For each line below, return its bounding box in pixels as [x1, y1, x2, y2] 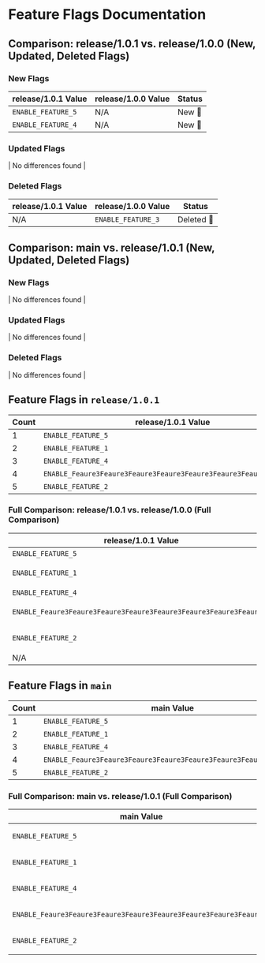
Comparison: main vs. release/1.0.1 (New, [8, 241, 215, 254]
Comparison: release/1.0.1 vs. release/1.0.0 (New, [8, 37, 256, 50]
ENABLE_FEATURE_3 [94, 215, 160, 224]
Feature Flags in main [8, 679, 112, 692]
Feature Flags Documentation [8, 6, 207, 24]
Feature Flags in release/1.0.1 [8, 393, 160, 407]
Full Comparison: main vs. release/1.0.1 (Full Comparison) [8, 790, 233, 801]
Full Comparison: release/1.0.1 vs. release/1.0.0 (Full [8, 505, 211, 516]
